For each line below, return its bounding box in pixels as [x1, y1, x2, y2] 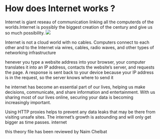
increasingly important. [5, 99, 51, 105]
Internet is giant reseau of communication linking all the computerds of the [5, 19, 154, 25]
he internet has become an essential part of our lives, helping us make [5, 84, 145, 90]
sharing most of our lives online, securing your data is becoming [5, 94, 133, 100]
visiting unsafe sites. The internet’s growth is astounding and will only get [5, 114, 151, 120]
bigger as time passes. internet [5, 119, 67, 125]
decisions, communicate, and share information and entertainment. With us [5, 89, 155, 95]
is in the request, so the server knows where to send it [5, 74, 114, 80]
